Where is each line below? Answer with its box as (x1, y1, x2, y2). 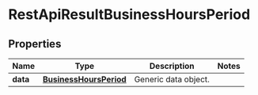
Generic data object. (134, 74, 210, 85)
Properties (8, 37, 62, 51)
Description (149, 61, 195, 71)
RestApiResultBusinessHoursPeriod (8, 6, 251, 24)
